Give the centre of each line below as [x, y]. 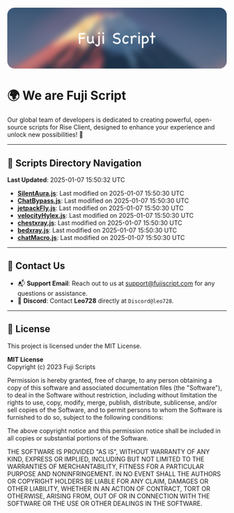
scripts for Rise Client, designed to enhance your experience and [122, 127]
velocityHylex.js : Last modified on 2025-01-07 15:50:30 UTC [105, 216]
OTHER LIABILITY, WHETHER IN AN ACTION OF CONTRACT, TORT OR [109, 489]
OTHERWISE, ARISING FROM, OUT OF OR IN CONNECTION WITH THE [109, 496]
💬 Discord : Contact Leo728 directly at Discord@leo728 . [95, 301]
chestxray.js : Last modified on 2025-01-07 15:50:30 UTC [100, 223]
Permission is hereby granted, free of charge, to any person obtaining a [110, 380]
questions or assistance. [53, 293]
